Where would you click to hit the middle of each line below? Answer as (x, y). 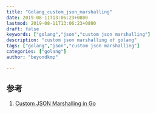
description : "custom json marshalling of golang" (72, 40)
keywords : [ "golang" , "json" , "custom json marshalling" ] (78, 35)
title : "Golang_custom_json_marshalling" (59, 12)
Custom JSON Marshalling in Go (55, 103)
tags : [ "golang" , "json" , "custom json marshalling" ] (73, 46)
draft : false (23, 29)
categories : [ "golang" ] (36, 52)
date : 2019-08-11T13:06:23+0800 (47, 18)
